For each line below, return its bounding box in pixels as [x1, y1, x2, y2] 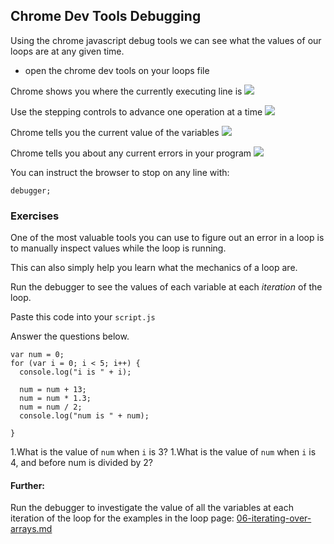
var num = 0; [10, 350, 65, 360]
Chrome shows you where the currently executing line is [10, 85, 243, 97]
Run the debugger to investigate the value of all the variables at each [10, 502, 294, 514]
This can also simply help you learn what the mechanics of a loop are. [10, 262, 298, 274]
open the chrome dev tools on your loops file [24, 64, 210, 76]
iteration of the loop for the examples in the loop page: [10, 512, 235, 524]
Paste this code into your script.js [10, 311, 156, 323]
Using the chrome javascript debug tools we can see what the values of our [10, 34, 322, 46]
